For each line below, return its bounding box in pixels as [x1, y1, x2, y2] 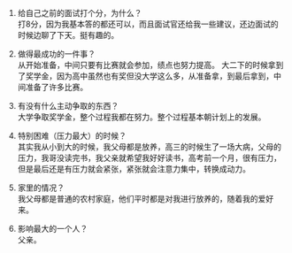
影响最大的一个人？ [17, 224, 88, 234]
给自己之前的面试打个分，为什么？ [17, 8, 142, 18]
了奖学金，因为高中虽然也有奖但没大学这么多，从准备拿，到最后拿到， [17, 71, 274, 81]
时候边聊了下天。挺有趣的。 [17, 30, 119, 40]
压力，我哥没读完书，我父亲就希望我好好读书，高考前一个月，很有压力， [17, 153, 281, 163]
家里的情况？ [17, 182, 65, 193]
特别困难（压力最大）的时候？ [17, 131, 127, 141]
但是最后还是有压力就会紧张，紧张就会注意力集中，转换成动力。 [17, 164, 250, 174]
